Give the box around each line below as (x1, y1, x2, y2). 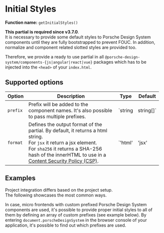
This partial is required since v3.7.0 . (5, 29, 79, 35)
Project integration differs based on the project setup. (5, 187, 113, 193)
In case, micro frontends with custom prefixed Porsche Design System (5, 201, 147, 207)
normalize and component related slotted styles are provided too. (5, 44, 137, 50)
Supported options (5, 78, 63, 87)
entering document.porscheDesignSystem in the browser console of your (5, 217, 147, 223)
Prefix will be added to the (28, 101, 88, 108)
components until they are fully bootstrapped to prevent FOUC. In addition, (5, 39, 155, 45)
